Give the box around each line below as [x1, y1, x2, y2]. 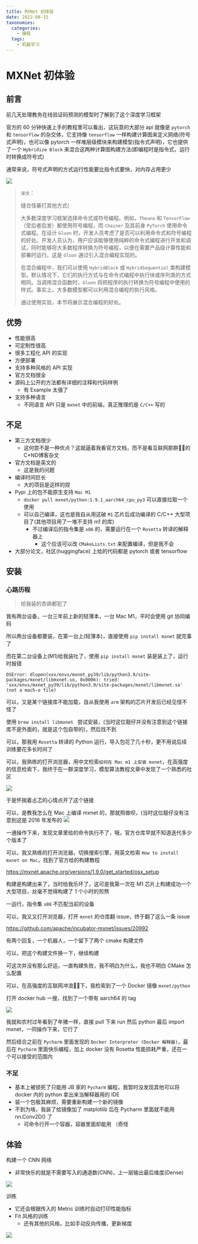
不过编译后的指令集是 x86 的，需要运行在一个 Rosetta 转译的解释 [32, 525, 189, 532]
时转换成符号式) [6, 153, 45, 160]
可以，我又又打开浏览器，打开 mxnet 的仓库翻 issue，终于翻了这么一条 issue [6, 913, 190, 920]
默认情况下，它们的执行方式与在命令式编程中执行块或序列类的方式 [31, 271, 192, 278]
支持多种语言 [14, 394, 46, 401]
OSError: [6, 672, 28, 678]
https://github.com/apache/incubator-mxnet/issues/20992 [6, 925, 148, 932]
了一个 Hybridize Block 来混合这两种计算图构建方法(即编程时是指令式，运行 [6, 145, 190, 152]
